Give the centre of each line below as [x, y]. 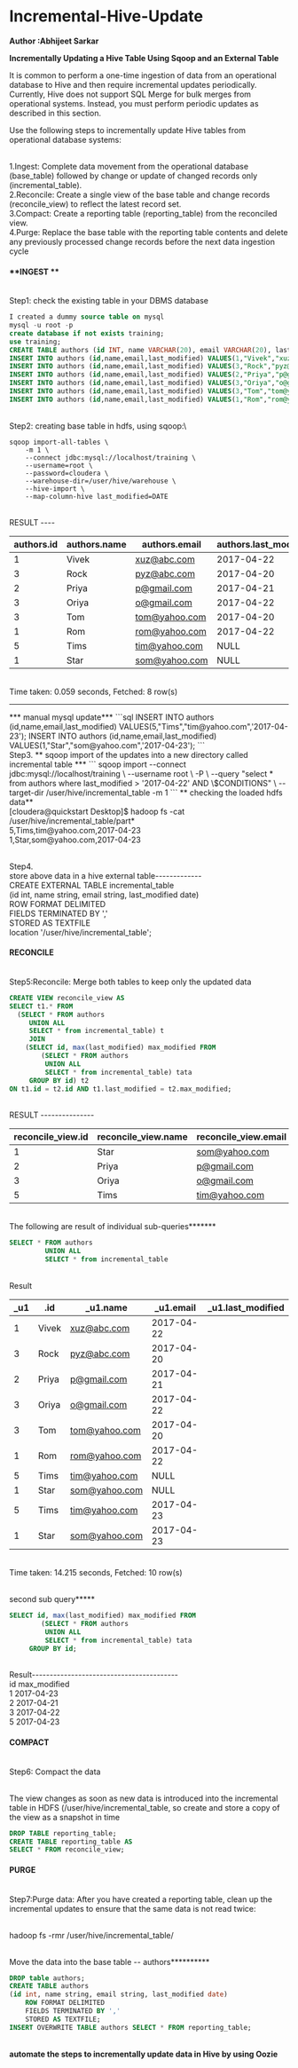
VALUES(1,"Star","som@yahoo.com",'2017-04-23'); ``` [107, 745]
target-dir [27, 793]
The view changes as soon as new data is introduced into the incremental [144, 1798]
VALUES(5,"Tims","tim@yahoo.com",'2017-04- [203, 726]
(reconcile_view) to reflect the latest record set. [95, 204]
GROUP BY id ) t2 [59, 1080]
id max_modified [39, 1685]
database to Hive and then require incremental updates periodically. [133, 84]
